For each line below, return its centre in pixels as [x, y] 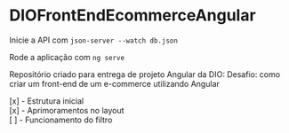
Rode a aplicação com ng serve [67, 57]
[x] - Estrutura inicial [47, 101]
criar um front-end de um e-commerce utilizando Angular [115, 83]
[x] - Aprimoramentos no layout [67, 110]
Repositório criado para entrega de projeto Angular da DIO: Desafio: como [145, 74]
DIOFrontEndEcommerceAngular [132, 16]
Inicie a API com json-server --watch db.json [93, 40]
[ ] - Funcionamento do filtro [61, 120]
